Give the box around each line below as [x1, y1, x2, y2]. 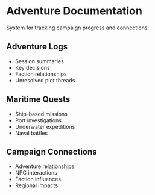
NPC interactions [14, 169, 57, 176]
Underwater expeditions [14, 123, 75, 130]
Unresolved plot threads [14, 76, 75, 84]
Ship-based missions [14, 110, 68, 117]
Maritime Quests [6, 94, 71, 105]
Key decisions [14, 64, 50, 71]
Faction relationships [14, 70, 68, 78]
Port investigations [14, 116, 62, 124]
